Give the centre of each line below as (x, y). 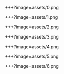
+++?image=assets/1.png (31, 17)
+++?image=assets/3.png (32, 37)
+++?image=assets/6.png (32, 66)
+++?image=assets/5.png (32, 56)
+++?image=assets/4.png (32, 47)
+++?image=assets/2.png (32, 27)
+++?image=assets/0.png (32, 7)
